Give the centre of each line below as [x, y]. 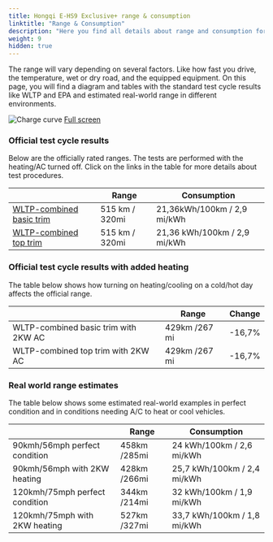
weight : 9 [25, 39]
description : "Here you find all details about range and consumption [130, 31]
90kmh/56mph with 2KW [61, 469]
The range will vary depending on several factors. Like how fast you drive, [132, 69]
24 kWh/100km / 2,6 [212, 445]
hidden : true [30, 46]
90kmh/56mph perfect [56, 445]
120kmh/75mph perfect [59, 492]
